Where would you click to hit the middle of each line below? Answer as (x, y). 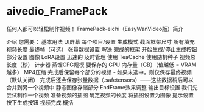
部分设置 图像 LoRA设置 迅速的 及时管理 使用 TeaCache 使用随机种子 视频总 (101, 57)
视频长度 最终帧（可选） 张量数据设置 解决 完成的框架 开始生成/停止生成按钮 (102, 49)
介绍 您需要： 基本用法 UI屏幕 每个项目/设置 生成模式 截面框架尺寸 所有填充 (100, 41)
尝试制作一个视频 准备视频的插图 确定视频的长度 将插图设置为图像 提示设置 (100, 95)
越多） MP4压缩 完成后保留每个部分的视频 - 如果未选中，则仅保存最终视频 (99, 72)
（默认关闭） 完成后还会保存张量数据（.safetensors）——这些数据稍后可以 (100, 80)
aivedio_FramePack (57, 11)
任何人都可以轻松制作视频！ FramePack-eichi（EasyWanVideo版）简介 (95, 29)
